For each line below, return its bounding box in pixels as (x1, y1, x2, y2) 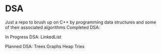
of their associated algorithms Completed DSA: (5, 24, 100, 30)
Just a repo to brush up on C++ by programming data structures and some (5, 19, 156, 25)
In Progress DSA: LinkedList (5, 34, 61, 40)
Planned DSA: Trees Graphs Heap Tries (5, 43, 85, 49)
